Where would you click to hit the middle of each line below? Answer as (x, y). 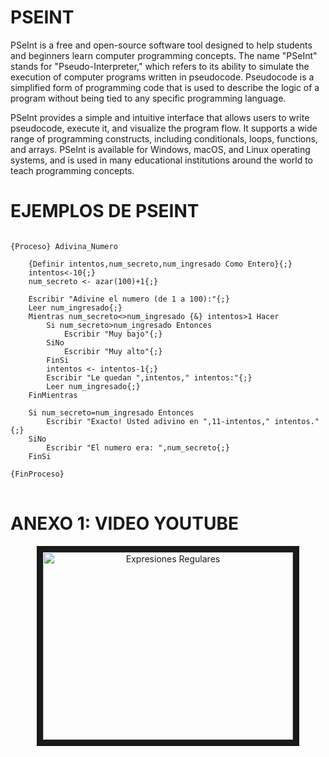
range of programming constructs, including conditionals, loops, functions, (164, 138)
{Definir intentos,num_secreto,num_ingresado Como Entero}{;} (160, 264)
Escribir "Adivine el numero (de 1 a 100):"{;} (129, 299)
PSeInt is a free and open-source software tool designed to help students (161, 45)
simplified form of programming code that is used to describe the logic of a (165, 87)
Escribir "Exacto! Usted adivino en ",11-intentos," (158, 421)
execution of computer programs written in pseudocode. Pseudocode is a (162, 77)
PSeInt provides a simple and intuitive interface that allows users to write (160, 117)
